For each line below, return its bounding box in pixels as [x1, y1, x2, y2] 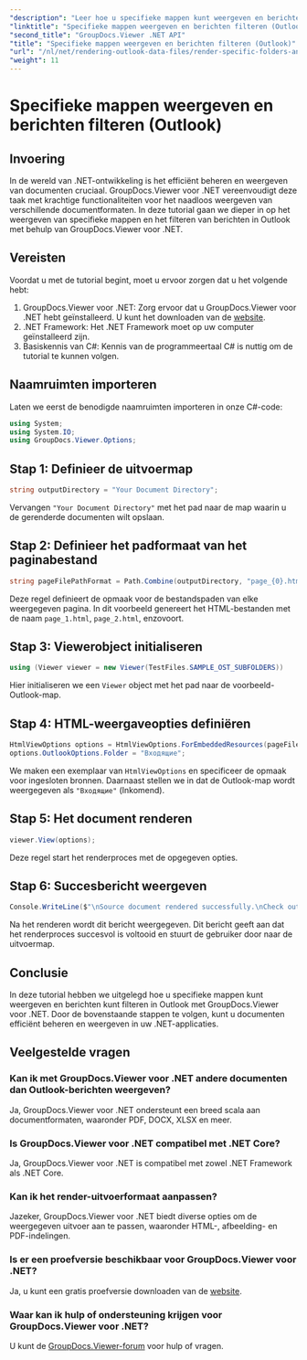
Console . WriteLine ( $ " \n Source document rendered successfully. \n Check [9, 902, 284, 912]
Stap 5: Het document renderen [9, 811, 193, 827]
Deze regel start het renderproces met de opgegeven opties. [9, 852, 238, 863]
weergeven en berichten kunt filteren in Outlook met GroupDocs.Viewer [9, 999, 280, 1010]
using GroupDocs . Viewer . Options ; [9, 436, 137, 445]
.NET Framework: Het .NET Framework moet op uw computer [22, 321, 254, 332]
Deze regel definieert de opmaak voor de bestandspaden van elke [9, 593, 259, 604]
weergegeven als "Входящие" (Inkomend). [9, 784, 165, 795]
